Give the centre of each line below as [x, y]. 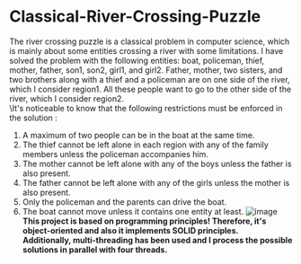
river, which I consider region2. [66, 98]
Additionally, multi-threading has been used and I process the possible [157, 240]
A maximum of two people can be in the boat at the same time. [138, 135]
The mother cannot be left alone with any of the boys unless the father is [157, 163]
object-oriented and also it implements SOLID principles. [130, 230]
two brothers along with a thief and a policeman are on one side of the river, [150, 79]
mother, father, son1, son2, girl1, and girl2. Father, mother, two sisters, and [146, 70]
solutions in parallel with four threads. [95, 250]
